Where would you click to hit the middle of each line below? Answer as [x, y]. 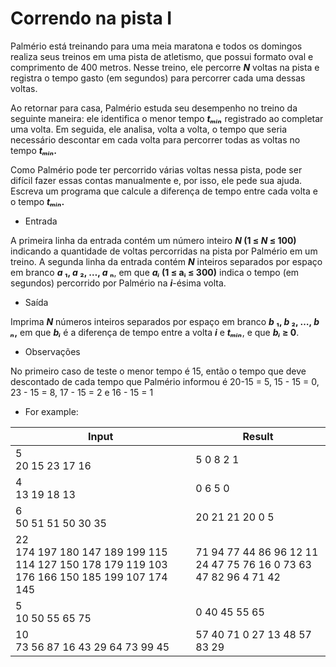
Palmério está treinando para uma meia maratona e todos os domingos [156, 46]
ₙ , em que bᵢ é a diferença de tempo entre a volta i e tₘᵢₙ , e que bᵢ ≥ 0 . [155, 332]
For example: [51, 411]
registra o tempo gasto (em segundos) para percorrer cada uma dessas [158, 78]
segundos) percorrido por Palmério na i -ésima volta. [118, 283]
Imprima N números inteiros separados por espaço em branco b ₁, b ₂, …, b [165, 321]
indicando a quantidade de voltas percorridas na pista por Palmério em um [164, 251]
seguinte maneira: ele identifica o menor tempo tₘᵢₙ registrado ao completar [167, 118]
